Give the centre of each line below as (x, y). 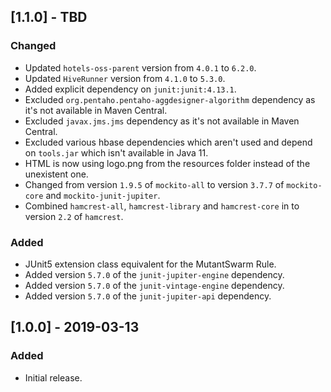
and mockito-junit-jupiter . (103, 195)
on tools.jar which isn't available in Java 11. (116, 152)
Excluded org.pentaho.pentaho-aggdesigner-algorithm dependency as (170, 99)
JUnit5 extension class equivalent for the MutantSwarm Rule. (150, 264)
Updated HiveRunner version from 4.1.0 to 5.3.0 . (125, 78)
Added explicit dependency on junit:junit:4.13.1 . (130, 89)
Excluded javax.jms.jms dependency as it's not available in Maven (162, 121)
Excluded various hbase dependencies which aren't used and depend (168, 142)
